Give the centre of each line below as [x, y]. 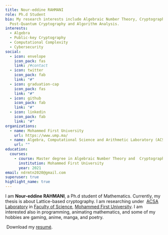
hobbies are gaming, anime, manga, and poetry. [54, 217]
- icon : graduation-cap [34, 84]
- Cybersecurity [26, 47]
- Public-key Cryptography [38, 38]
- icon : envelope [28, 56]
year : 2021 [30, 168]
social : [13, 51]
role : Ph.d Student [25, 14]
